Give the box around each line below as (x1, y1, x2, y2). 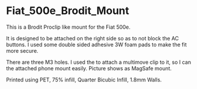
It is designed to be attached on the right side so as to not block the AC (6, 35, 179, 42)
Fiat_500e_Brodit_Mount (6, 4, 130, 18)
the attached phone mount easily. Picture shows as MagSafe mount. (6, 64, 172, 71)
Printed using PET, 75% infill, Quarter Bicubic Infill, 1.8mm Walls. (6, 76, 162, 83)
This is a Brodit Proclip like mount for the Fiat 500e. (6, 23, 131, 30)
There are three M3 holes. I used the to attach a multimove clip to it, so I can (6, 59, 192, 66)
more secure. (6, 47, 38, 54)
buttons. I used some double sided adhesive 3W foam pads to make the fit (6, 41, 187, 48)
